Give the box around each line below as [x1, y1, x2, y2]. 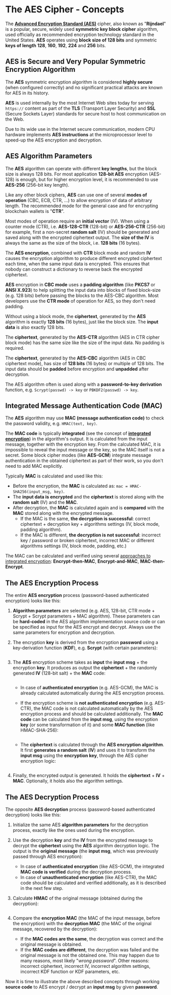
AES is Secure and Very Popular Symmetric [5, 57, 146, 66]
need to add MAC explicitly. [5, 463, 63, 469]
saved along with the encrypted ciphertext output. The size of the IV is [5, 234, 154, 241]
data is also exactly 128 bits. [5, 324, 65, 330]
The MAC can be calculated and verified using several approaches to [5, 553, 151, 559]
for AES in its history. [5, 90, 50, 96]
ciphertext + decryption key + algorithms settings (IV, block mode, [20, 521, 160, 527]
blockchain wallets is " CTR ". [5, 208, 65, 214]
